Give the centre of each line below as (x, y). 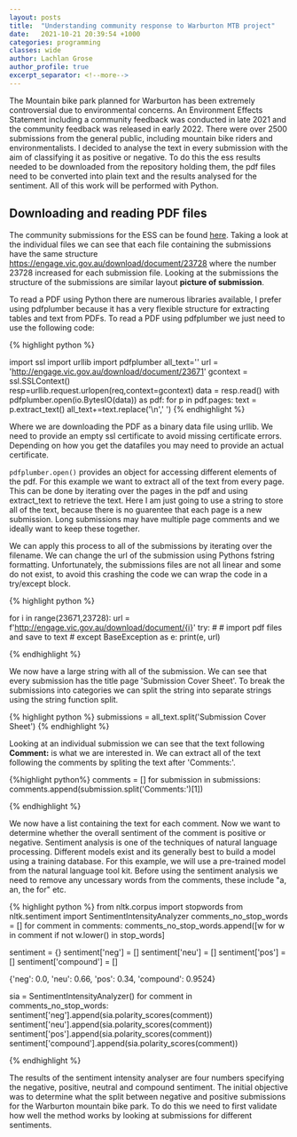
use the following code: (52, 327)
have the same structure (54, 253)
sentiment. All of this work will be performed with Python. (114, 185)
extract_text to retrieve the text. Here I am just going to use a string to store (146, 500)
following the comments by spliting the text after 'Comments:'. (123, 762)
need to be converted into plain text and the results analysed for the (133, 176)
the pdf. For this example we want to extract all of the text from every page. (147, 481)
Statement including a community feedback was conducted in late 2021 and (148, 119)
